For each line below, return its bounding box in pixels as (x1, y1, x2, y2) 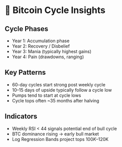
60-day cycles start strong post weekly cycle (12, 81, 106, 87)
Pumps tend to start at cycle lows (12, 92, 81, 98)
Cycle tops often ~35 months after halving (12, 97, 99, 103)
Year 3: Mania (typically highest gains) (12, 49, 91, 54)
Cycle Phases (5, 25, 49, 33)
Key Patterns (5, 68, 46, 77)
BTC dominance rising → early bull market (12, 130, 99, 137)
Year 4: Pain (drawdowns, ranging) (12, 54, 84, 60)
